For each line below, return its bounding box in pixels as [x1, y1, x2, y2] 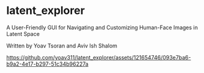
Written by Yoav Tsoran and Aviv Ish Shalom [6, 42, 118, 49]
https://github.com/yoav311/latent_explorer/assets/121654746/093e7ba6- [6, 54, 191, 61]
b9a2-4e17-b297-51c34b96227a [6, 60, 89, 68]
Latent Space [6, 30, 40, 37]
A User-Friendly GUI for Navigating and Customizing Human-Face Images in [6, 24, 199, 31]
